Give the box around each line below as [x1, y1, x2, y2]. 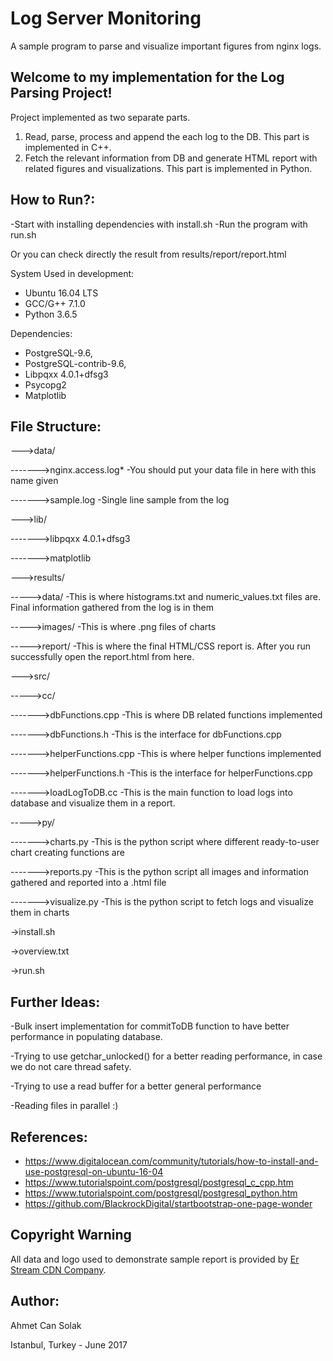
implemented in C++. [24, 141, 112, 153]
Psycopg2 [24, 378, 67, 391]
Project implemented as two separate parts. [10, 111, 191, 123]
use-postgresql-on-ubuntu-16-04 [24, 1166, 164, 1177]
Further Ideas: [10, 993, 101, 1011]
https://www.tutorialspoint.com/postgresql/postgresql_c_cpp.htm [24, 1177, 294, 1188]
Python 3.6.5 [24, 308, 78, 320]
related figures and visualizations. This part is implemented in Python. [24, 162, 313, 174]
